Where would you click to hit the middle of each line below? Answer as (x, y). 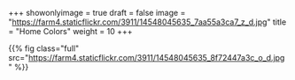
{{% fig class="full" (44, 48)
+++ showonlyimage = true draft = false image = (97, 13)
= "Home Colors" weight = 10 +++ (70, 31)
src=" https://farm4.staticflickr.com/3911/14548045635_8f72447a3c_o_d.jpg (147, 58)
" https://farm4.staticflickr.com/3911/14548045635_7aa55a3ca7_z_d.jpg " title (147, 22)
